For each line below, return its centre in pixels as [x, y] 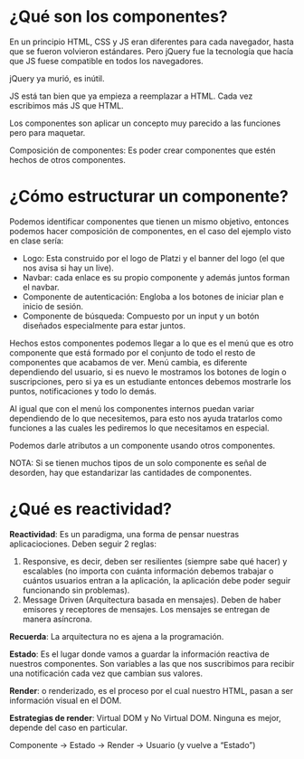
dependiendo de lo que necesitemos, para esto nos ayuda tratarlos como [146, 418]
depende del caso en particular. [69, 727]
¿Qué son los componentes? [119, 17]
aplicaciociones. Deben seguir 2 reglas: [83, 544]
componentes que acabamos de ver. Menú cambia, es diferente [128, 362]
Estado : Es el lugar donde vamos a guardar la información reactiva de [139, 654]
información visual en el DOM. [66, 700]
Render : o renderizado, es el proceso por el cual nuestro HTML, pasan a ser [152, 690]
